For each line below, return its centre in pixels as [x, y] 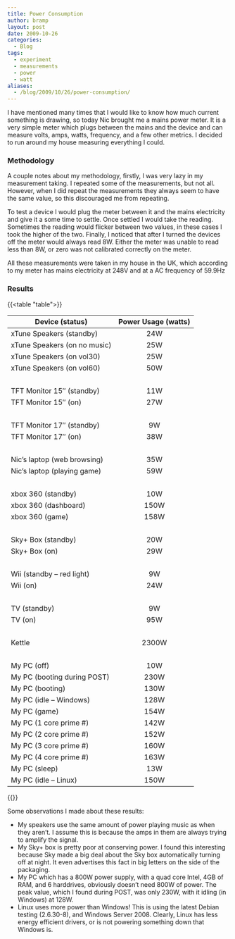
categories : [25, 40]
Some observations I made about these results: [76, 811]
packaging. [34, 869]
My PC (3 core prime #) [50, 745]
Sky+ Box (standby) [44, 540]
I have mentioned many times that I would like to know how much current [113, 113]
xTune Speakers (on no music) [61, 344]
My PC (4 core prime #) [50, 757]
